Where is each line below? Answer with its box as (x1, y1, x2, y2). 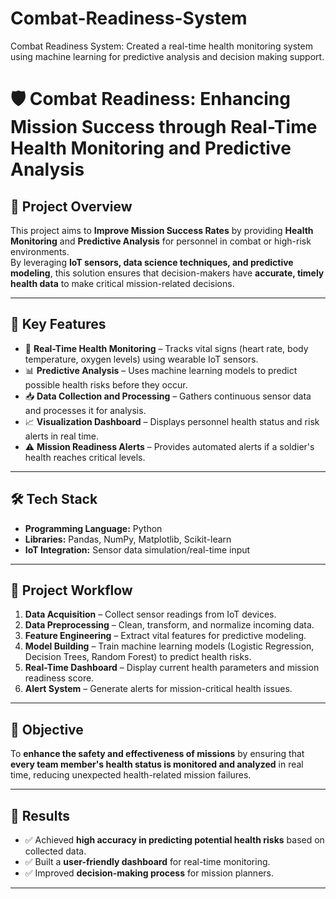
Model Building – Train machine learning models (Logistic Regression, (24, 640, 315, 652)
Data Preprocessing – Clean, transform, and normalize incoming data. (24, 619, 315, 631)
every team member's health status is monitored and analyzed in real (10, 758, 304, 771)
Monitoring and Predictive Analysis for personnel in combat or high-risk (10, 235, 312, 247)
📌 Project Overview (10, 198, 133, 215)
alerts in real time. (24, 430, 100, 442)
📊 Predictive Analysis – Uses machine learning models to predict (24, 364, 298, 376)
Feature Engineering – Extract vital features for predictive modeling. (24, 630, 307, 642)
